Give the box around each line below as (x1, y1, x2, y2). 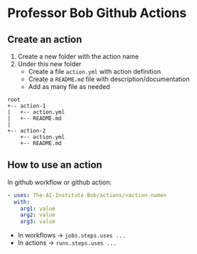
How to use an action (7, 159, 102, 171)
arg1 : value (20, 205, 55, 212)
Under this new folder (17, 60, 82, 68)
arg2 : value (20, 211, 55, 218)
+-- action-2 (7, 127, 46, 134)
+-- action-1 (7, 102, 46, 110)
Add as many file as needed (28, 83, 110, 90)
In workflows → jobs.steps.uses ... (17, 231, 126, 240)
